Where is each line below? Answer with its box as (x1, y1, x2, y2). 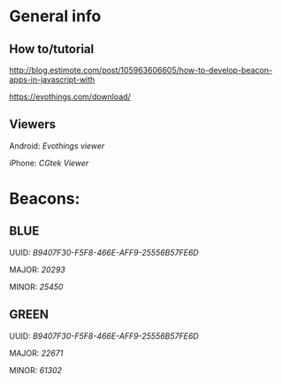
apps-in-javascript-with (9, 74, 95, 85)
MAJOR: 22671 (9, 348, 64, 358)
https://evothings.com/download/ (9, 91, 131, 102)
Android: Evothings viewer (9, 140, 105, 151)
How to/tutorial (9, 42, 95, 57)
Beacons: (9, 188, 80, 209)
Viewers (9, 117, 56, 132)
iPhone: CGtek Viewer (9, 157, 89, 168)
